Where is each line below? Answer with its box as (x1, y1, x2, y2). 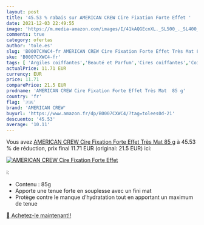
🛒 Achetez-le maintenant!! (6, 212, 72, 219)
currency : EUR (6, 71, 42, 77)
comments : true (6, 32, 45, 38)
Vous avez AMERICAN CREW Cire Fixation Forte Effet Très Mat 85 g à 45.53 (6, 138, 196, 146)
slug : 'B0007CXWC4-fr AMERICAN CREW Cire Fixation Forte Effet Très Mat (6, 49, 194, 55)
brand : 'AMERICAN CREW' (6, 104, 67, 111)
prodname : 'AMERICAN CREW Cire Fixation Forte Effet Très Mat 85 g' (6, 88, 186, 94)
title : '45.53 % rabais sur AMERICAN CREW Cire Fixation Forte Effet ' (6, 15, 191, 21)
